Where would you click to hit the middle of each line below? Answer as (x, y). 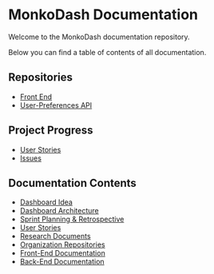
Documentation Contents (73, 183)
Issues (31, 158)
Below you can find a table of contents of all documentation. (107, 52)
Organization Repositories (62, 244)
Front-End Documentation (62, 253)
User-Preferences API (56, 105)
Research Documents (55, 236)
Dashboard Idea (46, 202)
